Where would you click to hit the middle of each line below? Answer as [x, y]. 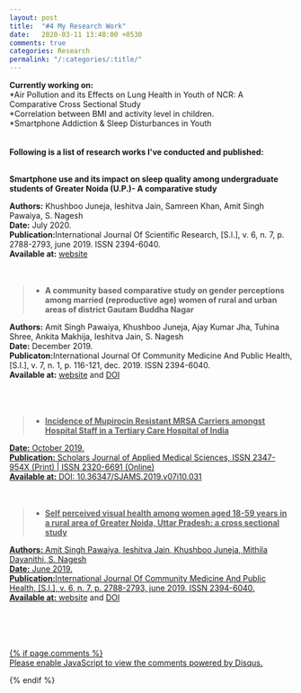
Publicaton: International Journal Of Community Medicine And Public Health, [151, 355]
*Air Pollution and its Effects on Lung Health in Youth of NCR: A [127, 94]
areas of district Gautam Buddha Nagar [120, 310]
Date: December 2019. [51, 346]
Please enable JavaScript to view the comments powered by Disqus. [136, 663]
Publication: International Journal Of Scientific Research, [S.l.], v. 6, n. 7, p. [147, 234]
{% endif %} [32, 680]
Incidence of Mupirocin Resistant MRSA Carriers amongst [155, 421]
